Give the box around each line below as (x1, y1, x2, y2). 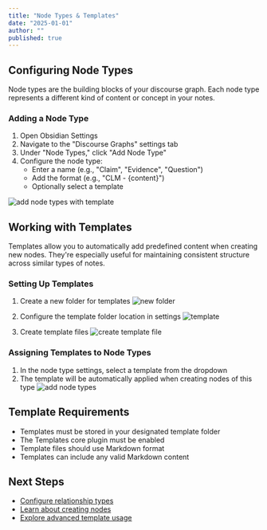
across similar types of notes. (8, 258, 105, 268)
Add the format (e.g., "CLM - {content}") (31, 173, 165, 183)
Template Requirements (8, 406, 130, 419)
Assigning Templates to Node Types (8, 347, 151, 359)
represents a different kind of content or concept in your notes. (8, 93, 215, 103)
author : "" (8, 26, 45, 34)
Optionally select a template (31, 182, 124, 191)
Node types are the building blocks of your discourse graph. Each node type (8, 84, 260, 94)
